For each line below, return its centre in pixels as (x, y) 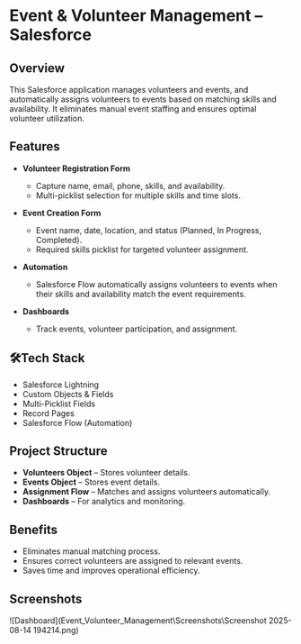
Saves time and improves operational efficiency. (111, 571)
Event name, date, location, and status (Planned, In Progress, (149, 230)
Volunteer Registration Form (76, 168)
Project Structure (58, 451)
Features (35, 146)
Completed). (59, 240)
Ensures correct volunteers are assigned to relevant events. (133, 561)
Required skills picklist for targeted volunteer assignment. (142, 249)
